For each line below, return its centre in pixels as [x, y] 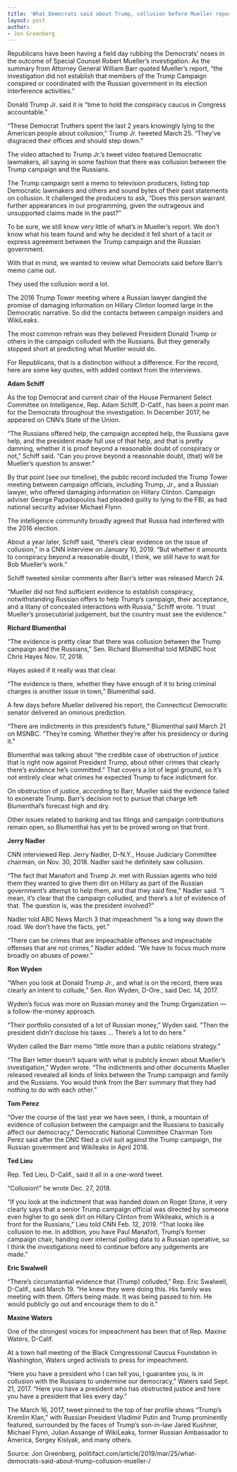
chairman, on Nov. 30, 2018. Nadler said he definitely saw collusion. [106, 862]
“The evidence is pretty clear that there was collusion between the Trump [114, 642]
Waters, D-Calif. [31, 1339]
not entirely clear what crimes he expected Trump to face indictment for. [113, 777]
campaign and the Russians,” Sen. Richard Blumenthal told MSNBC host [112, 649]
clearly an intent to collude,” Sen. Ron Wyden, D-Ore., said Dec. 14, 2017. [113, 990]
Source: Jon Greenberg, [42, 1454]
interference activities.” [41, 91]
